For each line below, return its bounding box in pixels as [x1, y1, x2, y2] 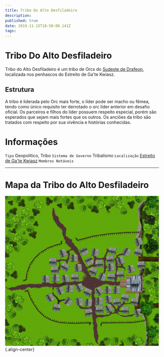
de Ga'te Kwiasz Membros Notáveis [5, 158, 74, 164]
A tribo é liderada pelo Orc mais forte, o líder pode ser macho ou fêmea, [5, 98, 150, 105]
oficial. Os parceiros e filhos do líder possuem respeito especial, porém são [5, 109, 157, 115]
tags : [5, 28, 16, 34]
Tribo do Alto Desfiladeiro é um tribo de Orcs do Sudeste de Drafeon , [5, 66, 144, 72]
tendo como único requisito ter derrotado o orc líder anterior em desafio [5, 104, 150, 109]
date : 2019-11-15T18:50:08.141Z [5, 23, 71, 28]
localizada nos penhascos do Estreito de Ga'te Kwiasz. [5, 71, 115, 78]
